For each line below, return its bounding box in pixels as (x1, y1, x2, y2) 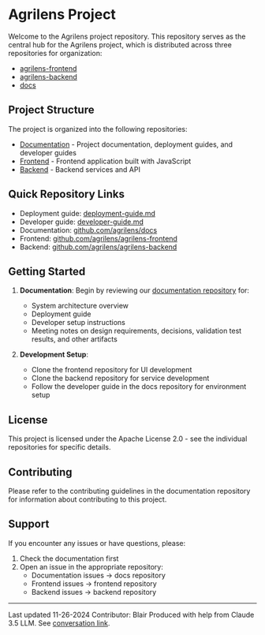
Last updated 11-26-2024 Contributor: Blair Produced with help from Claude (8, 610, 255, 619)
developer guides (19, 148, 77, 157)
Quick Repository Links (8, 188, 125, 201)
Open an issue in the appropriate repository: (19, 562, 164, 571)
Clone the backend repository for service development (31, 373, 210, 383)
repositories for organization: (8, 48, 103, 58)
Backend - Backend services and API (19, 164, 140, 174)
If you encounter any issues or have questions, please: (8, 538, 186, 547)
